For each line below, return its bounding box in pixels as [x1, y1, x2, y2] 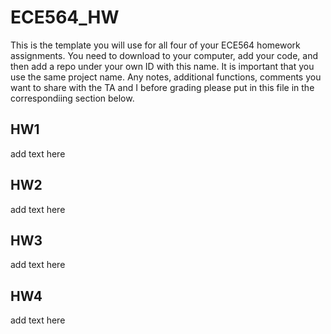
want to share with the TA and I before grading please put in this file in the [10, 81, 315, 93]
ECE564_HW [10, 6, 120, 29]
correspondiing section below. [10, 92, 135, 104]
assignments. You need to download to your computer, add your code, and [10, 49, 318, 61]
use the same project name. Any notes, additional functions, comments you [10, 71, 322, 83]
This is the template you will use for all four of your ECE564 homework [10, 39, 301, 51]
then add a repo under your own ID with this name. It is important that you [10, 60, 315, 72]
